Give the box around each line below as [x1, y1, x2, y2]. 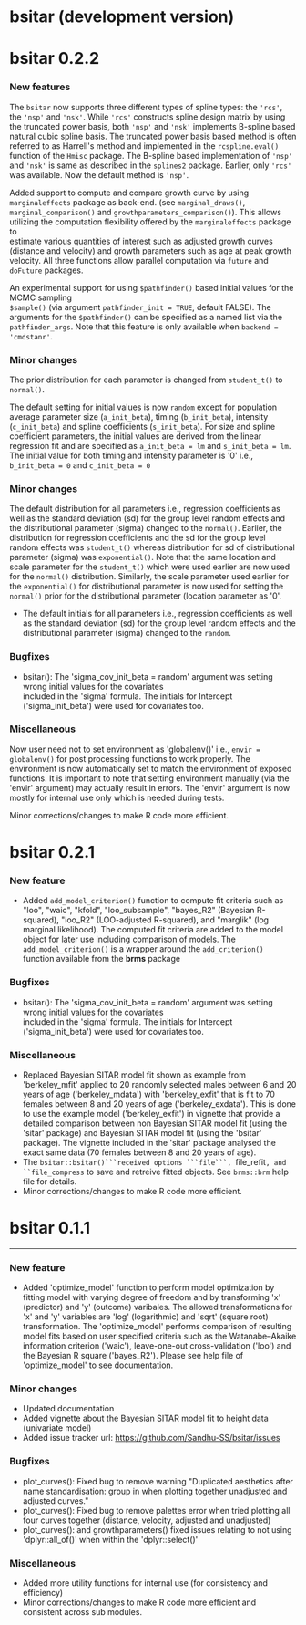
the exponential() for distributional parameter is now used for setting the [9, 581, 284, 592]
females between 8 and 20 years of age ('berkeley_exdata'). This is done [22, 1098, 296, 1109]
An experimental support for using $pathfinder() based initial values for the [9, 282, 294, 293]
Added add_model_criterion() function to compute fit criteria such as [22, 895, 284, 906]
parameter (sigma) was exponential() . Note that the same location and [9, 552, 276, 563]
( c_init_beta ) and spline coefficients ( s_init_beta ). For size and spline [9, 421, 276, 432]
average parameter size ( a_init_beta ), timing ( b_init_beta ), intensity [9, 411, 269, 422]
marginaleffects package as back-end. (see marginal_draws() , [9, 196, 246, 207]
